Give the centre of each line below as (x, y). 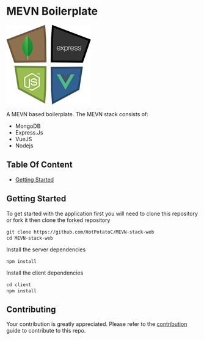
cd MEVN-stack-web (30, 238)
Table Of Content (39, 165)
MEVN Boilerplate (52, 11)
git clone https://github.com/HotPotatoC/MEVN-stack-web (80, 232)
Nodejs (24, 146)
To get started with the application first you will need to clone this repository (102, 213)
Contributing (31, 309)
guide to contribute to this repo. (46, 331)
